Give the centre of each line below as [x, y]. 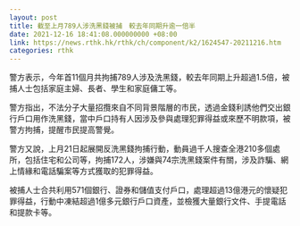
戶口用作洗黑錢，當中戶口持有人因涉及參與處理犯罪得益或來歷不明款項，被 [154, 119]
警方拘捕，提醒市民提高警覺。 [64, 130]
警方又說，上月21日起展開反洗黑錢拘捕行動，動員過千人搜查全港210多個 [141, 149]
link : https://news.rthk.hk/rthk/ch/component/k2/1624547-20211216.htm [145, 42]
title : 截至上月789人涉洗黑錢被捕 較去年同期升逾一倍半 [103, 26]
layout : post [33, 17]
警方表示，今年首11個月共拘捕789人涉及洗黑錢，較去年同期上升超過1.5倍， [146, 78]
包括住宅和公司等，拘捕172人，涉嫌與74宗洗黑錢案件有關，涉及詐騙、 [153, 160]
